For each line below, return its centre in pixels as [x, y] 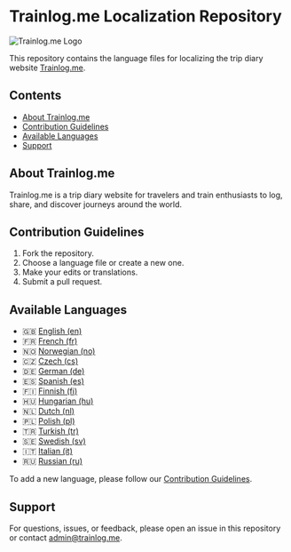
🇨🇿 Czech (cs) [50, 361]
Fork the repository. [58, 253]
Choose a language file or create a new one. [103, 263]
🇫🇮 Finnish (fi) [50, 391]
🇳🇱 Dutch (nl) [48, 412]
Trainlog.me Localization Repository [145, 16]
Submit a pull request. [62, 282]
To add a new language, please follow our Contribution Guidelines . [131, 479]
